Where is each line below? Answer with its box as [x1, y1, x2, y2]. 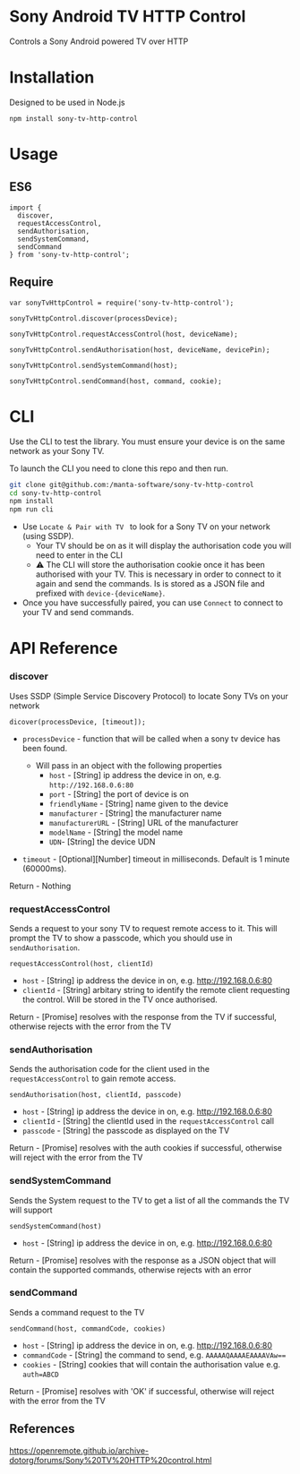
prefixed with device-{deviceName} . [35, 588, 166, 599]
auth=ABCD [21, 1370, 60, 1379]
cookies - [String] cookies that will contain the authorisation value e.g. [21, 1358, 280, 1369]
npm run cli [9, 505, 54, 514]
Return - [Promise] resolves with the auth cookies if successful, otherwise [9, 1143, 283, 1153]
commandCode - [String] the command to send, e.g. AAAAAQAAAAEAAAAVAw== [21, 1350, 287, 1360]
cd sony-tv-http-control [9, 488, 102, 498]
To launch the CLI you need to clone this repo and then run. [9, 463, 228, 474]
